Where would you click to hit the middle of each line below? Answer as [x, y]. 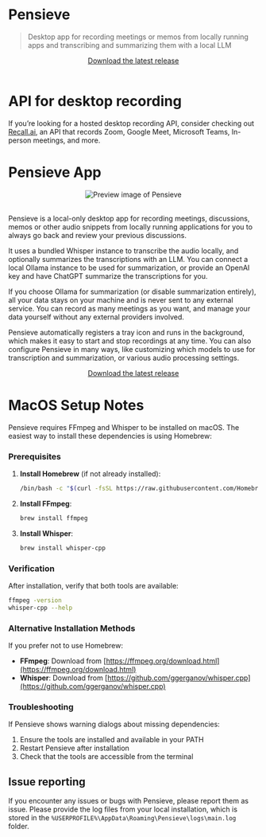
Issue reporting [47, 782]
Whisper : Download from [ [64, 678]
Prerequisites [35, 456]
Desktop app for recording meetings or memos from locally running [138, 37]
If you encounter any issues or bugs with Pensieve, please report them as [128, 801]
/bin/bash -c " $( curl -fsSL [66, 489]
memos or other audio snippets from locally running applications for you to [130, 227]
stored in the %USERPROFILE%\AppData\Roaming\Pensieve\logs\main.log [122, 818]
